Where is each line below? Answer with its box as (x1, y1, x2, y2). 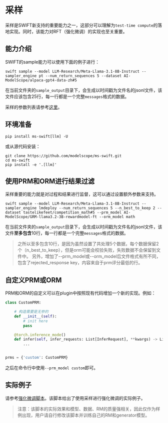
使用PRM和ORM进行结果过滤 (5, 177, 95, 185)
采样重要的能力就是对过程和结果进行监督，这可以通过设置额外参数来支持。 (5, 191, 158, 197)
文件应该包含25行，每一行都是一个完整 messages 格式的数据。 (5, 93, 129, 99)
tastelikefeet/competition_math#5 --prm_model (23, 210, 122, 215)
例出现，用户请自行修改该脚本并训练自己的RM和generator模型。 (17, 412, 150, 418)
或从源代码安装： (5, 143, 40, 149)
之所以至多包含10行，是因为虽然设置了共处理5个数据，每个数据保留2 (17, 241, 159, 247)
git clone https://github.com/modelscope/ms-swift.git (5, 153, 122, 158)
